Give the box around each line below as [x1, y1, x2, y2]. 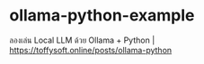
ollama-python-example [9, 5, 195, 26]
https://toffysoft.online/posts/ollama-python [9, 44, 173, 55]
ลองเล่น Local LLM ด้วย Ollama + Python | [9, 35, 155, 45]
